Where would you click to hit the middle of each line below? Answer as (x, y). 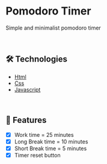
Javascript (27, 89)
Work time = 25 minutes (44, 134)
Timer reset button (37, 155)
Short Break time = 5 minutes (50, 148)
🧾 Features (26, 120)
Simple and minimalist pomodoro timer (53, 28)
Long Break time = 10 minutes (51, 141)
